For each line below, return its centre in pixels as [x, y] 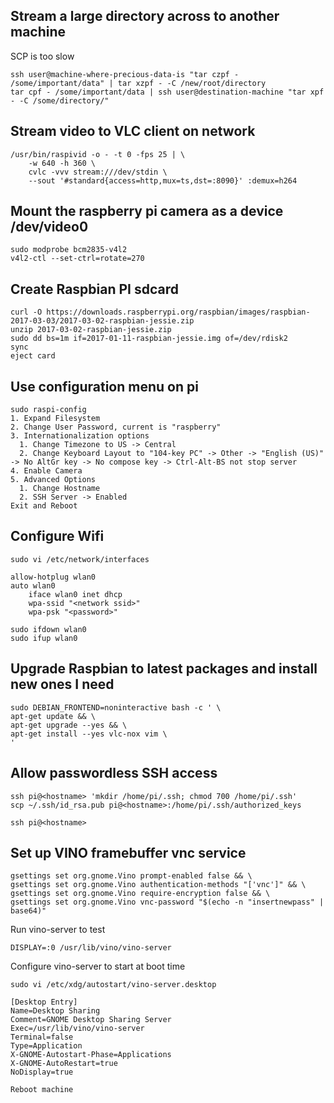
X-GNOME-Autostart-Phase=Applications [91, 1055]
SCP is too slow [42, 56]
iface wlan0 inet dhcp [75, 594]
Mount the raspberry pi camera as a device [147, 211]
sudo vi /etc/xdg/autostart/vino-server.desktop [113, 985]
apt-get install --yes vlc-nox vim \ [89, 734]
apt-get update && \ [53, 716]
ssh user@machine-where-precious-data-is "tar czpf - [125, 74]
